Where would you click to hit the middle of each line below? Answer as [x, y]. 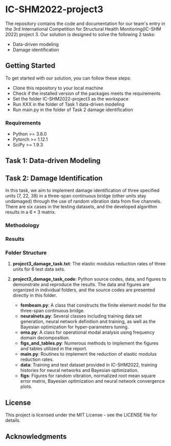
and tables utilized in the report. [54, 349]
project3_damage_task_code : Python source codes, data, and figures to [89, 279]
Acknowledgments [36, 437]
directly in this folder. [35, 295]
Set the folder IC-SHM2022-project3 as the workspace [71, 98]
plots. [26, 387]
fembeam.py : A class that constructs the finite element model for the [93, 305]
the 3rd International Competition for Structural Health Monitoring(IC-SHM [83, 29]
